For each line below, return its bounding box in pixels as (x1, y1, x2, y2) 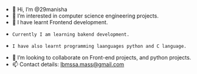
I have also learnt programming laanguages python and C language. (12, 43, 187, 49)
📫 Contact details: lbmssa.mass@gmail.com (12, 61, 125, 68)
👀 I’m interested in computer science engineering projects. (12, 12, 159, 19)
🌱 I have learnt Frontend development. (12, 19, 108, 25)
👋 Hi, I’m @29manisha (12, 6, 68, 13)
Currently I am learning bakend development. (12, 32, 130, 38)
